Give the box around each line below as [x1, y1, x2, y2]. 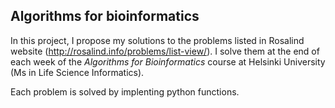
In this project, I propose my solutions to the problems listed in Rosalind [10, 34, 305, 46]
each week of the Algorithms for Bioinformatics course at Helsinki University [10, 55, 326, 68]
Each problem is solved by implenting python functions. [10, 85, 240, 98]
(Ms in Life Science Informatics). [10, 66, 145, 78]
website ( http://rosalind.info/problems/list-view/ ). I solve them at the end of [10, 45, 320, 57]
